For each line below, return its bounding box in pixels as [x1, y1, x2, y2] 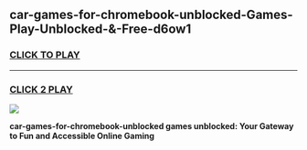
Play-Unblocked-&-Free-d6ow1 [9, 22, 192, 37]
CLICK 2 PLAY [9, 83, 73, 95]
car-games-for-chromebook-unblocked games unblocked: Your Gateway [9, 120, 294, 131]
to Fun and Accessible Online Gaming [9, 130, 155, 141]
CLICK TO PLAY [9, 49, 80, 62]
